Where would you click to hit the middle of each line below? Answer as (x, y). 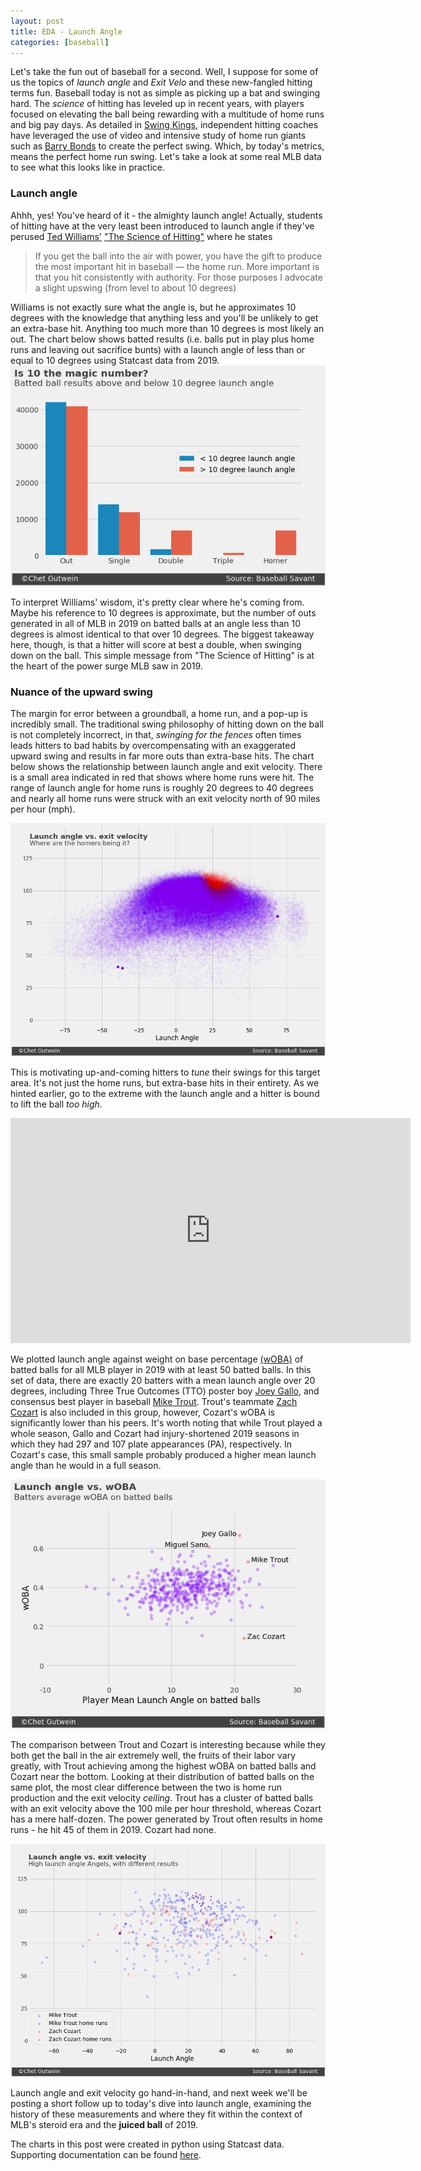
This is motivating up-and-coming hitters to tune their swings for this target (165, 1072)
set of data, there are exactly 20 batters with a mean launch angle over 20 (163, 1380)
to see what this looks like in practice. (88, 167)
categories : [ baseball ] (60, 42)
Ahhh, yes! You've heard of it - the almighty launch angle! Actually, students (166, 215)
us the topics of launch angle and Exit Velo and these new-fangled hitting (161, 82)
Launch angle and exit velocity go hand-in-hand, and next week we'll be (159, 2092)
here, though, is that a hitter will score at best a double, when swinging (156, 644)
